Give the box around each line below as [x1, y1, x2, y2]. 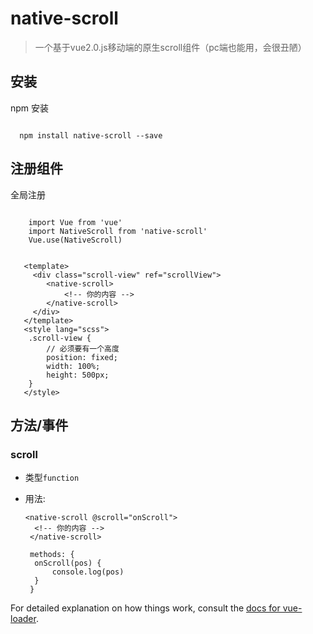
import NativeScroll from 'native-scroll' [28, 226, 208, 236]
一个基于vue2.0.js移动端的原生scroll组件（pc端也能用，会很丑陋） [34, 41, 307, 53]
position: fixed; [46, 352, 118, 362]
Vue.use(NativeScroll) [28, 235, 123, 245]
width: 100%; [46, 361, 101, 371]
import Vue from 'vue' [28, 217, 123, 227]
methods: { [29, 550, 75, 560]
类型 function [24, 472, 80, 484]
